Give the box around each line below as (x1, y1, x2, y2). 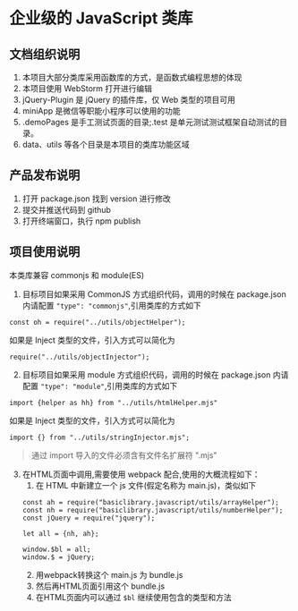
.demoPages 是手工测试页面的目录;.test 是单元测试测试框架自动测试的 (21, 117, 280, 127)
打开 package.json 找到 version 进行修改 (21, 193, 172, 204)
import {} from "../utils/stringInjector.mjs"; (9, 433, 191, 442)
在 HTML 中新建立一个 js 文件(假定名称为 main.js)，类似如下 (35, 479, 257, 490)
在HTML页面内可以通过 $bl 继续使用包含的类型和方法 (35, 591, 232, 602)
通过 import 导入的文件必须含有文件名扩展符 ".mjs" (30, 449, 217, 461)
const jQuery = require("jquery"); (21, 513, 156, 522)
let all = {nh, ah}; (21, 529, 99, 538)
